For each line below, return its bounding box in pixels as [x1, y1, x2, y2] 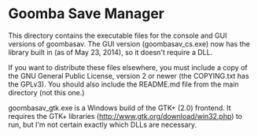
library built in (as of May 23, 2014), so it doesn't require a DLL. [8, 47, 213, 57]
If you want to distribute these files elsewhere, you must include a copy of [8, 62, 248, 72]
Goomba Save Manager [8, 5, 165, 23]
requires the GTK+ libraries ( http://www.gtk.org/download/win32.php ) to [8, 111, 242, 120]
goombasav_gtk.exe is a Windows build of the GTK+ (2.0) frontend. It [8, 103, 231, 113]
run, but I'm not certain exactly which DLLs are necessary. [8, 120, 197, 129]
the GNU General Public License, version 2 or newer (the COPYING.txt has [8, 71, 249, 80]
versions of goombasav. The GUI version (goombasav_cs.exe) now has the [8, 39, 250, 48]
